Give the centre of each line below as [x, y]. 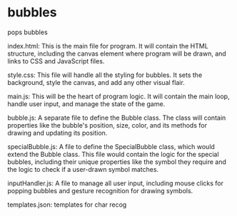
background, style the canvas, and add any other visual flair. [96, 82]
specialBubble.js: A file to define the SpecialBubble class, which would [111, 146]
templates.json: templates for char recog [67, 205]
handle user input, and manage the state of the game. [86, 103]
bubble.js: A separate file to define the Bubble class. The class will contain [117, 118]
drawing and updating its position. [57, 133]
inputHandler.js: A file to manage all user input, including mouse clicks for [115, 183]
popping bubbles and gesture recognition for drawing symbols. [100, 190]
